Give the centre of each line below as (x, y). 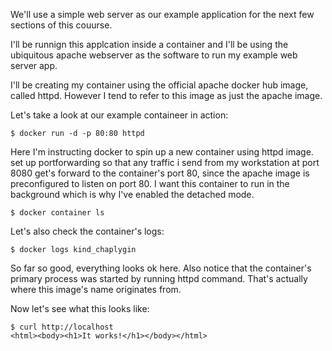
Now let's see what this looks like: (80, 308)
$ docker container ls (57, 213)
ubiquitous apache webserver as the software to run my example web (154, 55)
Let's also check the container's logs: (87, 231)
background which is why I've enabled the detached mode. (132, 194)
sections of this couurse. (61, 25)
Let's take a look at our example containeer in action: (119, 115)
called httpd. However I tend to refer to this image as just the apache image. (166, 95)
